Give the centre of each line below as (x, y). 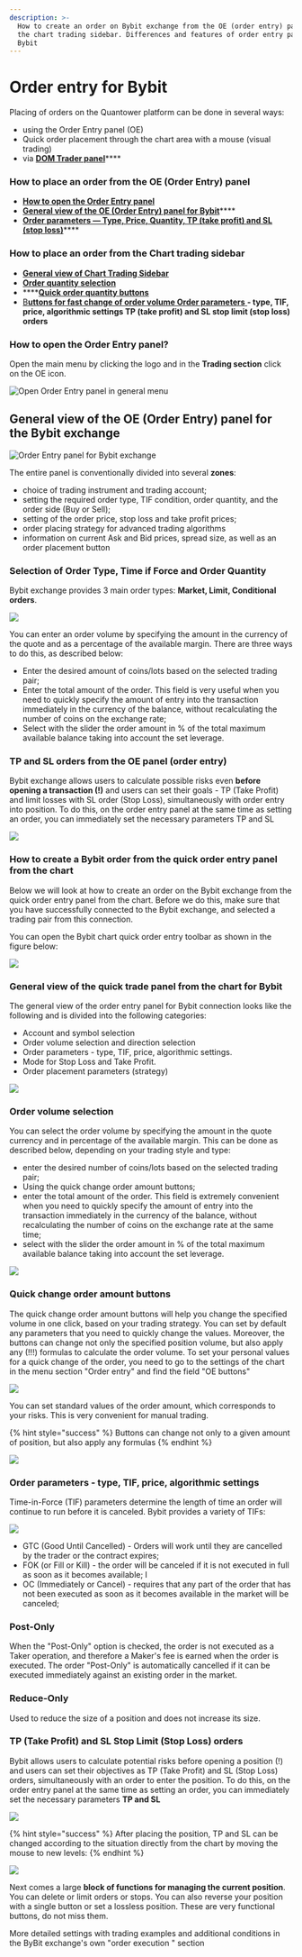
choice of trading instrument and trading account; (115, 490)
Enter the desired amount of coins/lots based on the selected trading (150, 671)
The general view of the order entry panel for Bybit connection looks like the (151, 1006)
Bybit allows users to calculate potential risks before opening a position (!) (146, 1761)
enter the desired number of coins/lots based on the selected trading (150, 1168)
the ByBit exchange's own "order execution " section (107, 1943)
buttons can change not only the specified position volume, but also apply (147, 1343)
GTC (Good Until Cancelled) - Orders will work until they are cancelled (152, 1545)
